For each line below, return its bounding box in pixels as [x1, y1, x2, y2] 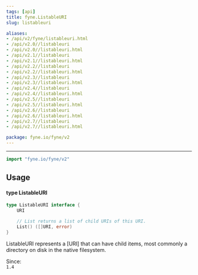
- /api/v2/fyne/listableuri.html [6, 36, 88, 42]
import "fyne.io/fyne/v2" [6, 156, 70, 162]
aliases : [6, 30, 28, 36]
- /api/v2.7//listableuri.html [6, 124, 83, 130]
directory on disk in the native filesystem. [6, 246, 106, 253]
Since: [6, 258, 22, 265]
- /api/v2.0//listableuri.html [6, 47, 83, 53]
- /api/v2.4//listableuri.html [6, 91, 83, 97]
